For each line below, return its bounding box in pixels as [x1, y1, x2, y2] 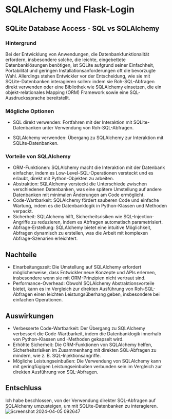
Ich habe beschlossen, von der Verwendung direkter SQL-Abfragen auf [5, 397, 156, 404]
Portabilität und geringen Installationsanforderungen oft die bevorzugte [5, 67, 156, 73]
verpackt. [12, 208, 33, 214]
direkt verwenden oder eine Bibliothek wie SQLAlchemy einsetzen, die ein [5, 84, 162, 90]
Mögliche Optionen [5, 107, 54, 115]
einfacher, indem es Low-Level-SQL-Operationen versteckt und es [12, 170, 154, 176]
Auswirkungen [5, 312, 54, 320]
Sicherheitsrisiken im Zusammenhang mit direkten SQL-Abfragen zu [12, 347, 157, 353]
